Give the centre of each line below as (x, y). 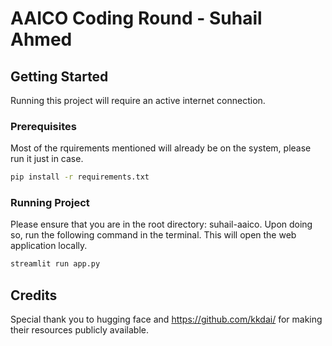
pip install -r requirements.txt (80, 177)
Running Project (50, 203)
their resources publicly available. (79, 330)
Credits (34, 295)
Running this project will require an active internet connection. (138, 100)
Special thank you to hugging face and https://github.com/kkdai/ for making (166, 319)
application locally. (49, 246)
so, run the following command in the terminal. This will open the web (153, 235)
